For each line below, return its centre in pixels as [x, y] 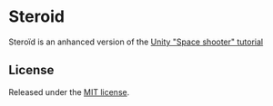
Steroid [37, 17]
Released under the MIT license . [69, 92]
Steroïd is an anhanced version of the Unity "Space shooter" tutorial [136, 42]
